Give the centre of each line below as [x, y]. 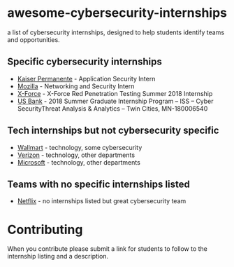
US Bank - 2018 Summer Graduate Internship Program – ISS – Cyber [116, 101]
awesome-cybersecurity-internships [117, 13]
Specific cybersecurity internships [85, 62]
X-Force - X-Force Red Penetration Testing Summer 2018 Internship [115, 93]
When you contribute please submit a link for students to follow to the [108, 249]
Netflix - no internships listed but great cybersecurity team [102, 201]
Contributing [45, 230]
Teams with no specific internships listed [98, 184]
